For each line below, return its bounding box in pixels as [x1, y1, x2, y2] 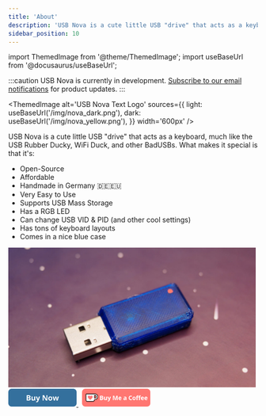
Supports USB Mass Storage [19, 198, 113, 208]
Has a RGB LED [19, 207, 70, 216]
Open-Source [19, 164, 65, 174]
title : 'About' [8, 13, 59, 21]
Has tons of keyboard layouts [19, 223, 116, 233]
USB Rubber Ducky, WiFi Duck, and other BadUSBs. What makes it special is [8, 140, 259, 150]
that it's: [8, 149, 35, 158]
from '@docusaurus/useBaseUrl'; [8, 60, 117, 71]
